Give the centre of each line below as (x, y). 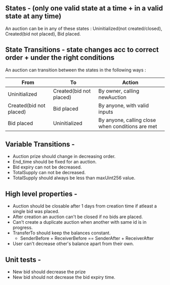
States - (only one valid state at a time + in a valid (84, 8)
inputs (106, 112)
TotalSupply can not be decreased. (49, 173)
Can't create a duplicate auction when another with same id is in (79, 222)
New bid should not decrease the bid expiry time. (64, 277)
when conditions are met (128, 126)
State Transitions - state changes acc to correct (82, 50)
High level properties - (41, 194)
